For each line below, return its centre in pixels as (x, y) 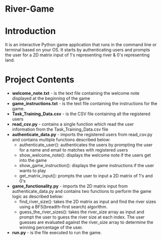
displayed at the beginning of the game (51, 99)
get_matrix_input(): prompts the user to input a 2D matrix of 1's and (86, 176)
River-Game (29, 9)
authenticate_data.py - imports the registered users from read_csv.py (82, 135)
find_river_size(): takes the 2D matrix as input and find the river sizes (88, 202)
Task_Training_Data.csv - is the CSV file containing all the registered (81, 114)
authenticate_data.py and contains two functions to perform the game (81, 191)
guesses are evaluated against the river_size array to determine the (86, 223)
